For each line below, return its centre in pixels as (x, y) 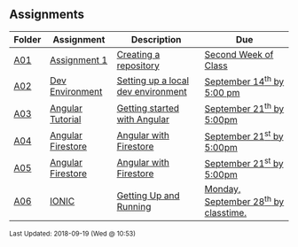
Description (156, 39)
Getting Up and (148, 196)
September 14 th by (244, 81)
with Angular (143, 119)
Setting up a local (153, 81)
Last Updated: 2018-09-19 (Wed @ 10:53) (72, 234)
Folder (27, 39)
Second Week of (239, 54)
